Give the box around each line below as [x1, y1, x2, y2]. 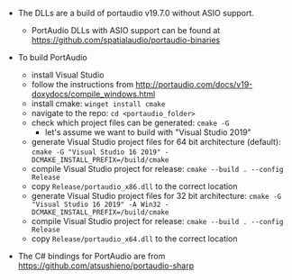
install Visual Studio [31, 69, 105, 80]
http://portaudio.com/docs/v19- [135, 79, 253, 89]
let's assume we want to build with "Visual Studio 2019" [44, 127, 252, 138]
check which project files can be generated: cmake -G [31, 117, 230, 128]
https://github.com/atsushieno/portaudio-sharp [17, 260, 195, 271]
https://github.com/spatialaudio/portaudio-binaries [31, 35, 221, 45]
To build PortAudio [17, 52, 87, 62]
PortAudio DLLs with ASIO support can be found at [31, 25, 221, 35]
